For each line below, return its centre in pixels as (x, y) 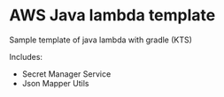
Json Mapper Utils (55, 83)
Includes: (26, 56)
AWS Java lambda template (112, 15)
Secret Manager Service (66, 74)
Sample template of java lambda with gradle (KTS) (101, 40)
